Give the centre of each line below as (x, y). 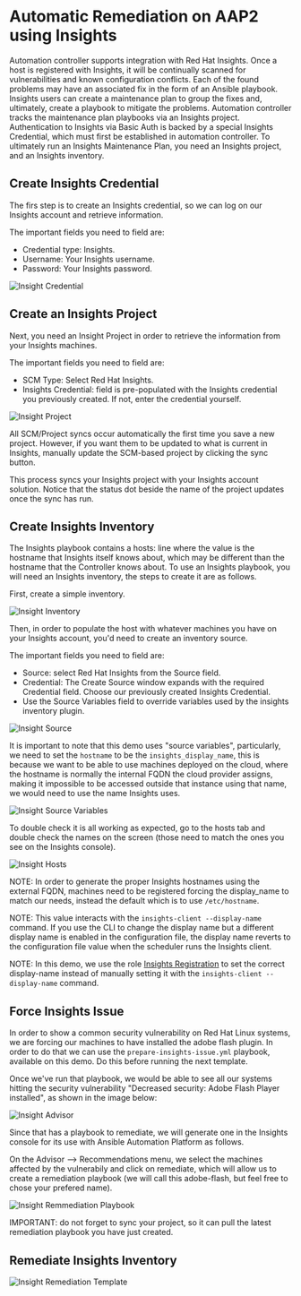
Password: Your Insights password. (87, 268)
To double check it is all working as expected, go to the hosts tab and (138, 828)
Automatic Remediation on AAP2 (134, 17)
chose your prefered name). (61, 1188)
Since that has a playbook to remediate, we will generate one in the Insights (149, 1133)
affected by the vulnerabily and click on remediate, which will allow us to (143, 1169)
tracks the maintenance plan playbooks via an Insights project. (125, 117)
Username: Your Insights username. (88, 259)
